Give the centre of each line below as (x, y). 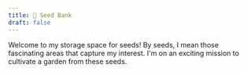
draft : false (29, 23)
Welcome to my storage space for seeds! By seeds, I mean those (113, 44)
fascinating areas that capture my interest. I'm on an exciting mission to (124, 53)
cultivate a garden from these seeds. (68, 61)
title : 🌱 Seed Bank (40, 15)
